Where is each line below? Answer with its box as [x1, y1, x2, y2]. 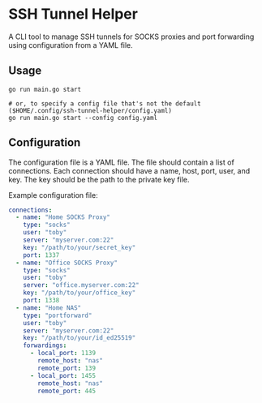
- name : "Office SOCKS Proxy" [15, 259, 118, 267]
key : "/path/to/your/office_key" [23, 289, 136, 297]
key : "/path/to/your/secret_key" [23, 243, 136, 251]
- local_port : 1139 [29, 349, 96, 358]
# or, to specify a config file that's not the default [8, 99, 201, 108]
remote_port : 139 [37, 364, 96, 372]
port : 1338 [23, 297, 60, 305]
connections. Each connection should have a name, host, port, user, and [8, 165, 250, 175]
